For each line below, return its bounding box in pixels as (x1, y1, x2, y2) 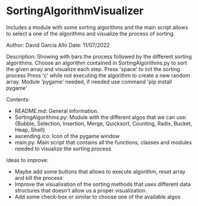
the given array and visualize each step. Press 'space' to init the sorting (6, 65, 180, 72)
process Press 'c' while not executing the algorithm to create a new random (6, 72, 190, 79)
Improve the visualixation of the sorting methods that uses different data (14, 181, 191, 188)
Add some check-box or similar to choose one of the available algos (14, 193, 181, 200)
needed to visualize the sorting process (14, 145, 111, 152)
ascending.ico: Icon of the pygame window (14, 132, 120, 140)
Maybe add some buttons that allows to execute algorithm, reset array (14, 168, 186, 175)
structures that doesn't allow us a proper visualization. (14, 186, 147, 194)
